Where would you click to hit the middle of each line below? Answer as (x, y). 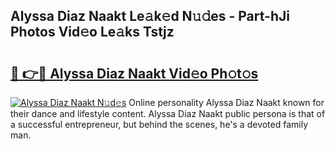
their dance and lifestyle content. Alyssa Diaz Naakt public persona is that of (168, 113)
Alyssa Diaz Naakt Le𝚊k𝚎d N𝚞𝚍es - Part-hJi (150, 16)
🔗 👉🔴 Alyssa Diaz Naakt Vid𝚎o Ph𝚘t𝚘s (134, 73)
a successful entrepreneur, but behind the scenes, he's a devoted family (159, 124)
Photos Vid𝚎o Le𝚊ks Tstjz (92, 32)
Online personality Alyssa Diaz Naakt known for (226, 102)
